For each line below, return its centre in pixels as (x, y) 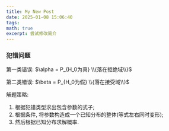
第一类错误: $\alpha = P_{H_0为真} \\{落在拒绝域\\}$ (69, 69)
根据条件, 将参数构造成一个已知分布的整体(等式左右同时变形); (89, 115)
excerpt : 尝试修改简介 (31, 34)
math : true (20, 28)
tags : (13, 23)
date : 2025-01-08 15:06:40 (39, 17)
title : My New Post (30, 12)
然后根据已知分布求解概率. (47, 122)
